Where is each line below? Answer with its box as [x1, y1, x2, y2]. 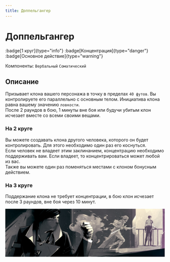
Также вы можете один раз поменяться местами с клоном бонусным [5, 163, 157, 170]
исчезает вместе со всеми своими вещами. [5, 112, 101, 119]
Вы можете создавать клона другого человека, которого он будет [5, 137, 149, 143]
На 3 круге [5, 182, 33, 189]
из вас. [5, 158, 20, 165]
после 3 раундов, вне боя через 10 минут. [5, 199, 96, 205]
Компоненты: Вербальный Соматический [5, 62, 87, 69]
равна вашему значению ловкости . [5, 102, 80, 108]
